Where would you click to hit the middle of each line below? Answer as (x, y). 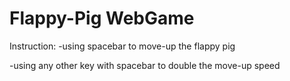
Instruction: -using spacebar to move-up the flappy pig (122, 46)
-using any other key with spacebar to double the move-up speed (145, 65)
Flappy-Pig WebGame (102, 18)
